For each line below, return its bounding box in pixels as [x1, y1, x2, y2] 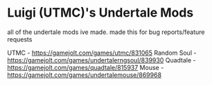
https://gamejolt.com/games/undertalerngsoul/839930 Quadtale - [7, 55, 196, 64]
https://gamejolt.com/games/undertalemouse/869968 [7, 71, 161, 79]
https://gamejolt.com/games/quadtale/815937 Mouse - [7, 63, 164, 71]
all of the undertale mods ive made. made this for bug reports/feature [7, 28, 205, 36]
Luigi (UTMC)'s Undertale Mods [7, 5, 194, 21]
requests [7, 35, 33, 43]
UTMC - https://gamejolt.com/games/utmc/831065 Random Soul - [7, 49, 197, 57]
